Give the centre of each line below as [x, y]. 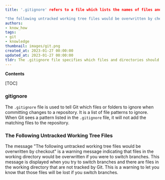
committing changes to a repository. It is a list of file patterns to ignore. [77, 112]
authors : [14, 23]
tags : [11, 33]
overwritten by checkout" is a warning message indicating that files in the [79, 151]
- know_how [16, 28]
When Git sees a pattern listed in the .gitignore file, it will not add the [76, 117]
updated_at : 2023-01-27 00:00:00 [39, 55]
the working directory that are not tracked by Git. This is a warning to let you [82, 167]
